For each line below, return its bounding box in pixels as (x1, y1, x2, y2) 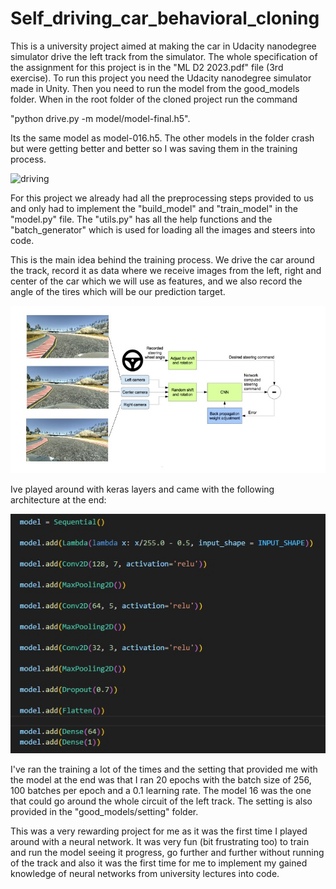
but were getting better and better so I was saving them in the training (10, 142, 298, 154)
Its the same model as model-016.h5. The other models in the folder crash (10, 132, 315, 144)
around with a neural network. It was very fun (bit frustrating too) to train (10, 836, 310, 848)
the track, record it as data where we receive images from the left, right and (10, 264, 322, 276)
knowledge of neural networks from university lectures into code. (10, 868, 280, 880)
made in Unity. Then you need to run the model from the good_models (10, 82, 300, 94)
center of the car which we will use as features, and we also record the (10, 275, 303, 287)
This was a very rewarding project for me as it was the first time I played (10, 825, 308, 837)
